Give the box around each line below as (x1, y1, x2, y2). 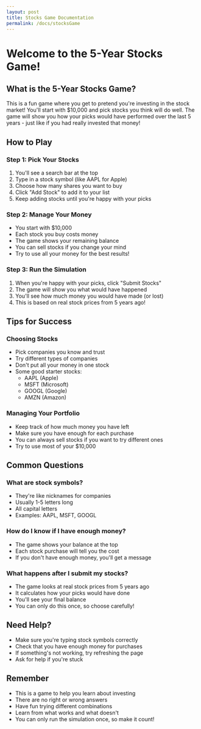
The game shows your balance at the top (15, 540, 119, 548)
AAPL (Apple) (24, 375, 59, 382)
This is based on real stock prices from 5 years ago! (15, 298, 146, 306)
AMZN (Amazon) (24, 394, 67, 401)
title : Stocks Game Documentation (6, 15, 94, 21)
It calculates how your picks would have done (15, 589, 130, 597)
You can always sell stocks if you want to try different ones (15, 436, 163, 443)
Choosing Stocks (6, 334, 58, 343)
